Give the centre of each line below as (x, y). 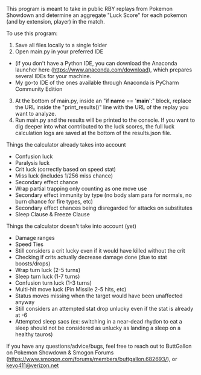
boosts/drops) (33, 264)
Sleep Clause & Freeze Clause (53, 214)
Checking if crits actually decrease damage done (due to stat (91, 257)
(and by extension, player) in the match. (56, 22)
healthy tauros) (34, 334)
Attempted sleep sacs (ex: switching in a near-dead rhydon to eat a (98, 321)
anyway (25, 302)
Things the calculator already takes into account (66, 144)
